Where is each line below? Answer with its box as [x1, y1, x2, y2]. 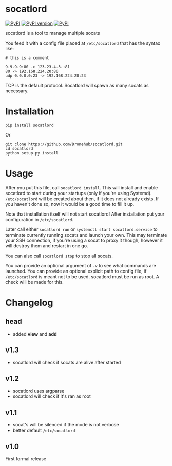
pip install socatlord [5, 123, 54, 128]
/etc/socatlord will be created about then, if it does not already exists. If [5, 196, 159, 202]
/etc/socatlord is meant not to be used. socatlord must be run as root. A [5, 273, 159, 280]
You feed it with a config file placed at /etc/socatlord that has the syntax [5, 40, 161, 46]
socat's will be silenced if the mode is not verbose [12, 422, 119, 428]
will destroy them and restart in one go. [5, 242, 88, 249]
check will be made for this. [5, 279, 64, 285]
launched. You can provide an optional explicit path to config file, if [5, 268, 147, 274]
